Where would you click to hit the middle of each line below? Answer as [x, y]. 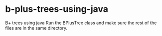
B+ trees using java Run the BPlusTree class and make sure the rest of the [81, 23]
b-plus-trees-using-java [57, 9]
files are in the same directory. [36, 28]
